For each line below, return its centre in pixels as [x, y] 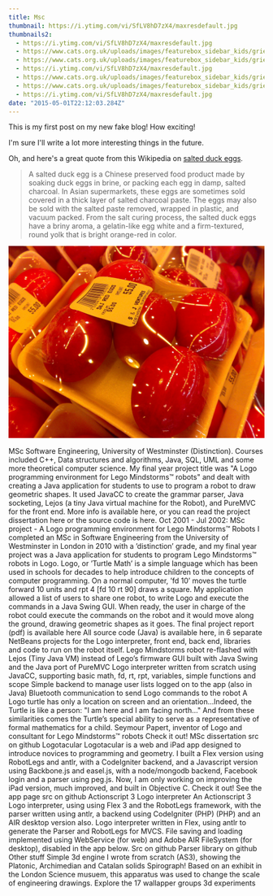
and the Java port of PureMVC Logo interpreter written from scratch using [132, 668]
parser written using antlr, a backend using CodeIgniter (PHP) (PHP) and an [134, 814]
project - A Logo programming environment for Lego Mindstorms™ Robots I [134, 529]
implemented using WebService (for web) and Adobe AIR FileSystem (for [130, 840]
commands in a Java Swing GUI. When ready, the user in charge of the [127, 607]
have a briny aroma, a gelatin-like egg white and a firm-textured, [136, 226]
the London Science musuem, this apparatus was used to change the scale [134, 875]
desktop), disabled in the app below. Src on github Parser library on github [133, 849]
